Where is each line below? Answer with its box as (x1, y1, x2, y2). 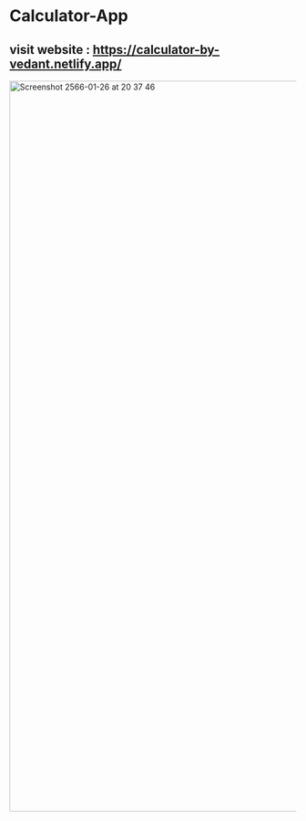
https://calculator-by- (92, 42, 220, 58)
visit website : (9, 42, 91, 58)
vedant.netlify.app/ (9, 56, 122, 71)
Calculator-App (9, 5, 129, 26)
